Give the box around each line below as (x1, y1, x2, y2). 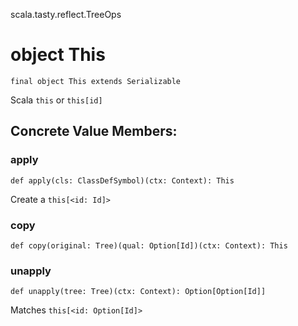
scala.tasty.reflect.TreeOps (10, 9, 122, 20)
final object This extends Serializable (10, 76, 182, 86)
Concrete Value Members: (10, 123, 178, 140)
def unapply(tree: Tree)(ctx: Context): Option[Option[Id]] (10, 287, 267, 297)
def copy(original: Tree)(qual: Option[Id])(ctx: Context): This (10, 240, 288, 251)
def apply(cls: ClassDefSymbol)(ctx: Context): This (10, 175, 235, 186)
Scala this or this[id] (10, 94, 103, 106)
